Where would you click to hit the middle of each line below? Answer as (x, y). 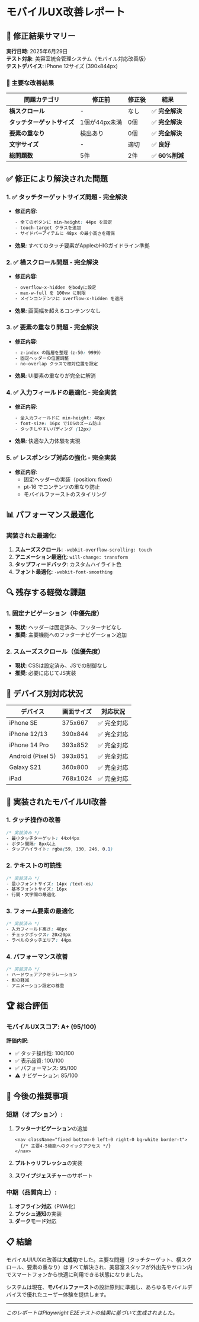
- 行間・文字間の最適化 (31, 895)
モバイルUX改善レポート (66, 12)
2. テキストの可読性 (34, 865)
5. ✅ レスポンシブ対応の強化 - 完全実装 (61, 458)
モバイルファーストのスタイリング (65, 494)
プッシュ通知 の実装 (38, 1214)
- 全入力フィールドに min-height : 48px (60, 418)
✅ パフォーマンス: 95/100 (46, 1068)
